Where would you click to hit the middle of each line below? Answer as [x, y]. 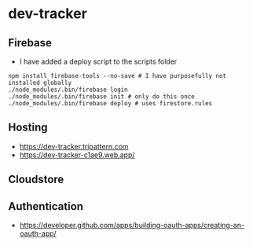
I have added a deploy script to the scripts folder [98, 61]
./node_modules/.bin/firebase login [68, 90]
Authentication [46, 206]
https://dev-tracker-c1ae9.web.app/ [77, 155]
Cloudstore [36, 180]
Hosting [28, 128]
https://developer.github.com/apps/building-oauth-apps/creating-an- [132, 226]
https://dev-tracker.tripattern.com [74, 146]
